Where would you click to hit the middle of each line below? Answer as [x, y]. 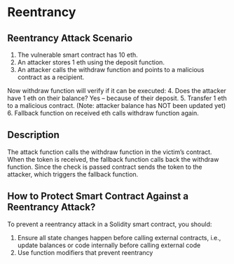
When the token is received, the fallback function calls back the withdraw [113, 159]
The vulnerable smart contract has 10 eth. [77, 55]
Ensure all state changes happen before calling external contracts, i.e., [119, 237]
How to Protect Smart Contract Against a [98, 196]
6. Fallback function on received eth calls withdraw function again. [103, 113]
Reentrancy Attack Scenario [70, 38]
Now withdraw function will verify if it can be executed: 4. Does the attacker [117, 91]
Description [33, 135]
